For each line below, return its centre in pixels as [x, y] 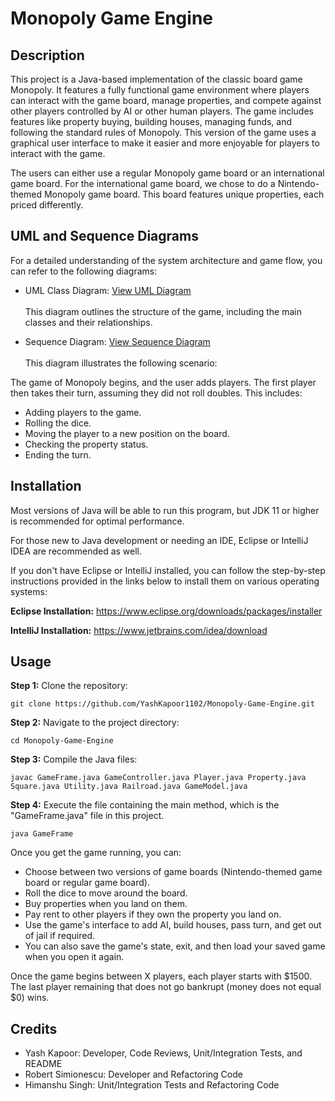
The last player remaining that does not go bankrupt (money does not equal [166, 987]
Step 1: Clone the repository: [69, 686]
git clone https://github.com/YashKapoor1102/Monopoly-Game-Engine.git [162, 704]
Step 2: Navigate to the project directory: [95, 723]
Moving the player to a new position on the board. [127, 433]
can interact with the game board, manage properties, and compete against [166, 100]
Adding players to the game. [83, 412]
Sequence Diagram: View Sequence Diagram [117, 341]
